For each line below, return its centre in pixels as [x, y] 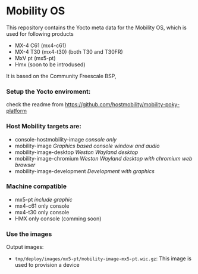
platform [16, 111]
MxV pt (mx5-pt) [35, 58]
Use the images [29, 234]
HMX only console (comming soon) [58, 218]
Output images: [25, 247]
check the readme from [35, 104]
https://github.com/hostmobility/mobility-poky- [122, 104]
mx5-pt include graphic [43, 199]
